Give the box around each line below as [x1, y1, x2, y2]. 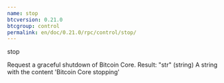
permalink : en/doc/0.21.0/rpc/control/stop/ [7, 29, 137, 36]
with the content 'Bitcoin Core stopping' [7, 68, 120, 76]
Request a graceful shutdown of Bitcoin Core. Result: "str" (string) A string [7, 61, 218, 69]
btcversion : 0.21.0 [7, 16, 63, 23]
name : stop [7, 10, 38, 17]
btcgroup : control [7, 22, 60, 29]
